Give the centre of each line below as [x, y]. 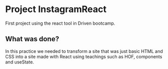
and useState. [20, 62]
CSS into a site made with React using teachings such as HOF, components [84, 56]
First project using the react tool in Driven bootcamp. [60, 23]
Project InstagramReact [56, 9]
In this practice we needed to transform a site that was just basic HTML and [84, 51]
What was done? [32, 39]
